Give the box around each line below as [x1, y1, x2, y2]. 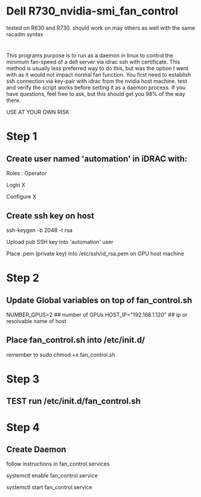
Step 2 [6, 271, 39, 285]
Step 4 [6, 420, 40, 434]
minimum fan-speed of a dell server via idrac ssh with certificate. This [6, 59, 180, 66]
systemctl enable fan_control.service [6, 472, 98, 479]
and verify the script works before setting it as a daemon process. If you [6, 84, 186, 91]
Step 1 [6, 130, 37, 143]
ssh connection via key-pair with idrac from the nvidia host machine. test [6, 77, 187, 85]
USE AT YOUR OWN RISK [6, 109, 69, 116]
